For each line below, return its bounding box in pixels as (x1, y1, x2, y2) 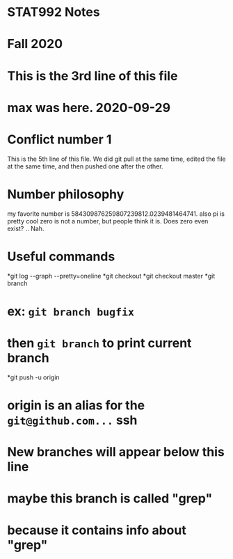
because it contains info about (7, 523, 186, 538)
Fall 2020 (7, 36, 63, 52)
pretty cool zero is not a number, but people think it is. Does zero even (7, 216, 209, 225)
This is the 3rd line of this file (7, 68, 178, 84)
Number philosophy (7, 186, 124, 202)
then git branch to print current (7, 335, 192, 351)
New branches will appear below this (7, 444, 225, 460)
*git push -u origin (7, 373, 61, 381)
